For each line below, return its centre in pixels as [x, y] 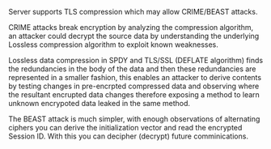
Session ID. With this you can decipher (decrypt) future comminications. [129, 136]
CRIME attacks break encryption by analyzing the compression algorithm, [131, 27]
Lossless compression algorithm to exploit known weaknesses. [113, 45]
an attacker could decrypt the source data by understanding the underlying [134, 36]
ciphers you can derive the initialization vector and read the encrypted [125, 128]
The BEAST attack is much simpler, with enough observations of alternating [134, 119]
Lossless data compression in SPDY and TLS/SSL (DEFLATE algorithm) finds [136, 60]
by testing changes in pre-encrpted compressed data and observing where [134, 86]
